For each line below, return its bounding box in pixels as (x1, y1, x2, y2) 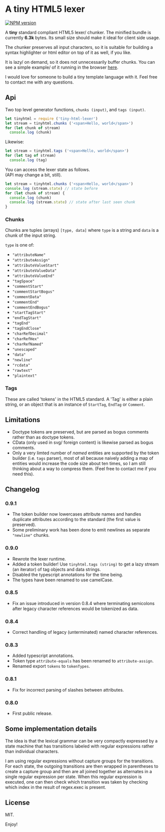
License (5, 798, 30, 807)
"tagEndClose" (12, 326, 41, 331)
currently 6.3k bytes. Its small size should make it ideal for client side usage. (5, 35, 160, 41)
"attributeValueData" (12, 268, 57, 273)
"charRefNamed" (12, 342, 44, 347)
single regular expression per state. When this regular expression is (5, 774, 142, 780)
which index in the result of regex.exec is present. (5, 784, 106, 790)
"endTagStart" (12, 315, 41, 321)
